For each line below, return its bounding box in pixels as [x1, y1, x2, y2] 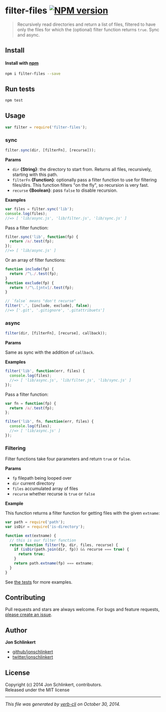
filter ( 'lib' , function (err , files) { [5, 369, 85, 374]
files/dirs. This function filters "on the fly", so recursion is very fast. [12, 182, 149, 188]
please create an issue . [5, 612, 53, 618]
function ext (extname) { [5, 533, 56, 538]
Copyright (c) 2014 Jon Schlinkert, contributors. [5, 682, 102, 688]
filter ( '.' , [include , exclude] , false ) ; [5, 303, 92, 308]
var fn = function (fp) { [5, 401, 56, 406]
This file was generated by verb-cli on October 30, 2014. [5, 701, 121, 707]
